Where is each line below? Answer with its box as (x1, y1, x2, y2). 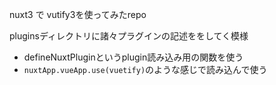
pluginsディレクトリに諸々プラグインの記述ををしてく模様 (9, 30, 249, 42)
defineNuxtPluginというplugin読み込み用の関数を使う (23, 51, 244, 63)
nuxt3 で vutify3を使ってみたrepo (9, 9, 147, 20)
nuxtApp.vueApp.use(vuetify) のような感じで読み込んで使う (23, 64, 268, 75)
